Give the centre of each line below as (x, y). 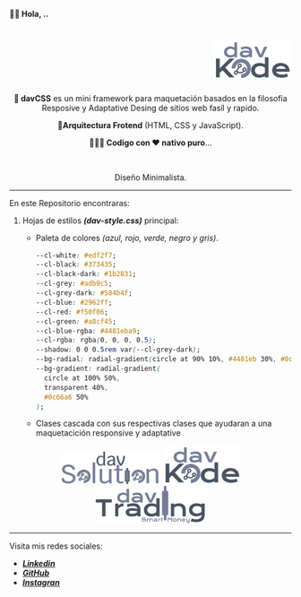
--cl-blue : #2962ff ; (74, 302)
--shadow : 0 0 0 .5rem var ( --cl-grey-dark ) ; (118, 350)
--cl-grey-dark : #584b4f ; (84, 293)
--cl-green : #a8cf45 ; (76, 321)
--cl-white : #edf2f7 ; (76, 255)
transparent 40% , (76, 387)
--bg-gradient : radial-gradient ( (98, 369)
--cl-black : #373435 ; (76, 264)
